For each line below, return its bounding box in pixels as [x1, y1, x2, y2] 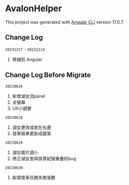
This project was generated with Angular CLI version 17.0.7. [5, 19, 124, 25]
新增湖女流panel [12, 93, 46, 99]
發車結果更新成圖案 [12, 130, 52, 136]
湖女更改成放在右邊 [12, 124, 52, 130]
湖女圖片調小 [12, 149, 38, 155]
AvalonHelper [5, 3, 62, 14]
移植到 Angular [12, 56, 43, 62]
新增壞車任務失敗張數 [12, 174, 55, 180]
